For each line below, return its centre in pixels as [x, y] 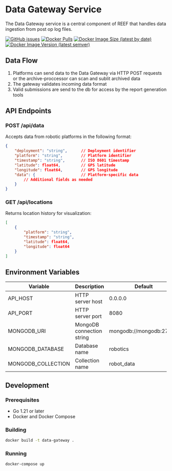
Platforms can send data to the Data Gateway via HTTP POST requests [87, 73]
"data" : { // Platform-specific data [77, 175]
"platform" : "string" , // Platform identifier [73, 156]
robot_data [122, 364]
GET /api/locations [29, 202]
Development [27, 385]
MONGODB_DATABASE [36, 349]
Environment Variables [42, 272]
